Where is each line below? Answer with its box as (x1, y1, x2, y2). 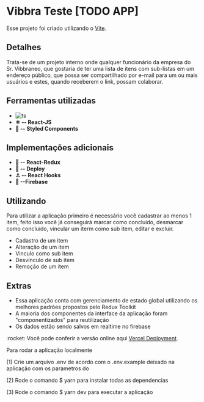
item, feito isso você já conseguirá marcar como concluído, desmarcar (6, 219, 184, 226)
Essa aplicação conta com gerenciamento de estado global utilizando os (15, 297, 198, 304)
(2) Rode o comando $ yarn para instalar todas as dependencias (6, 377, 169, 384)
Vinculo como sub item (15, 250, 73, 257)
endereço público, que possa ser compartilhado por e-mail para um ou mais (6, 71, 198, 79)
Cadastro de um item (15, 237, 68, 244)
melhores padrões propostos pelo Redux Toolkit (15, 304, 136, 310)
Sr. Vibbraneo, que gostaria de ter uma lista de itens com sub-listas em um (6, 65, 194, 72)
